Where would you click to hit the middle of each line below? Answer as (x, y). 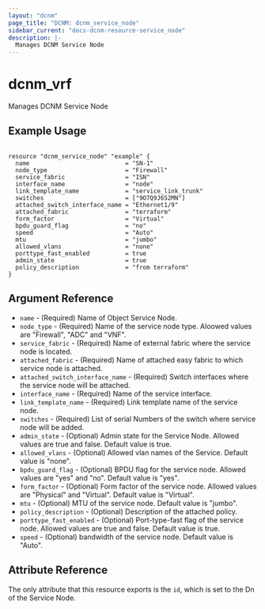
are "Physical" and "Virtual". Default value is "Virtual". (107, 494)
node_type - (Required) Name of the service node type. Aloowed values (136, 326)
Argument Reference (61, 299)
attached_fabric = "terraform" (93, 212)
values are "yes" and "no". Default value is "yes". (99, 477)
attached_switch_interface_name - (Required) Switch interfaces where (134, 377)
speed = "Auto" (85, 232)
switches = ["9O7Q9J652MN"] (100, 198)
